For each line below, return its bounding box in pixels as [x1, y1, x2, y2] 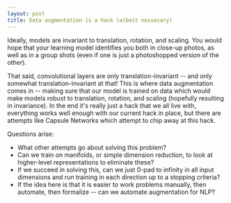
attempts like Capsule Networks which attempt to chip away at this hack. [7, 116, 216, 124]
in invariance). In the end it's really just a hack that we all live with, [7, 101, 197, 110]
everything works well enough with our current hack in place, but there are [7, 109, 221, 117]
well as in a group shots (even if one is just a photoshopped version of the [7, 50, 219, 59]
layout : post [7, 10, 45, 17]
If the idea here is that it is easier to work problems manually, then [17, 180, 207, 188]
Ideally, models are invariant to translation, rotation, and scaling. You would [7, 36, 223, 44]
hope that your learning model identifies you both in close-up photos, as [7, 43, 214, 52]
